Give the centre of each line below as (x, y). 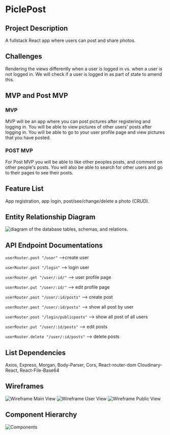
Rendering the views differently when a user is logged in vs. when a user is (84, 69)
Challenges (24, 56)
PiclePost (26, 9)
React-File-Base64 (39, 370)
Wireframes (25, 386)
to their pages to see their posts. (39, 172)
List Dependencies (36, 353)
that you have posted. (28, 137)
